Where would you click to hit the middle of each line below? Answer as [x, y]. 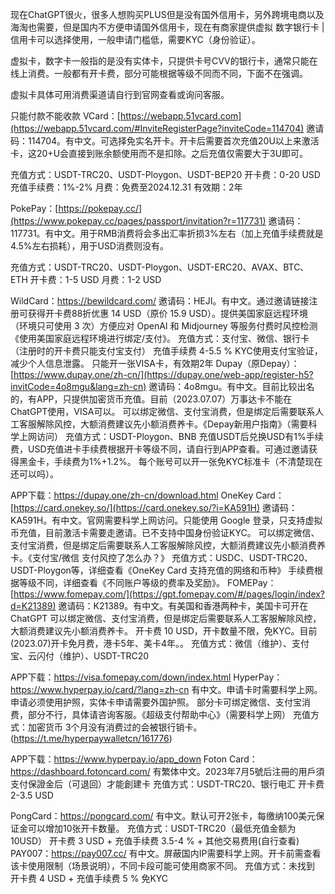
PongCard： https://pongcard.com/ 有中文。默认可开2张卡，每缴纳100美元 [163, 816]
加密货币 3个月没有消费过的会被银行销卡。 [115, 727]
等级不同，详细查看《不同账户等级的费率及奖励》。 [121, 582]
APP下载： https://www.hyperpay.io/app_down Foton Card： [134, 759]
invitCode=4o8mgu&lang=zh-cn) [78, 386]
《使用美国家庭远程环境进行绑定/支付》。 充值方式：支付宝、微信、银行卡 [160, 338]
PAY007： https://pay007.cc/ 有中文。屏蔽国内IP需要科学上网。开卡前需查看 [166, 853]
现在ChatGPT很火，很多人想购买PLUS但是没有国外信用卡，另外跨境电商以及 [167, 14]
